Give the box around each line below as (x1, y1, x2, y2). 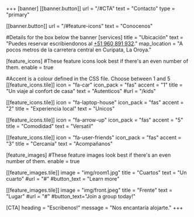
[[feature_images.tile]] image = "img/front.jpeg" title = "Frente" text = (6, 187, 173, 194)
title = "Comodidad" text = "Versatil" (6, 123, 93, 129)
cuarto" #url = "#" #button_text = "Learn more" (6, 175, 120, 182)
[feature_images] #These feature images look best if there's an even (6, 151, 171, 159)
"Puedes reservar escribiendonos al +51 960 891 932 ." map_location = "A (6, 40, 183, 47)
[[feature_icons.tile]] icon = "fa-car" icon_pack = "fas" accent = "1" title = (6, 81, 183, 88)
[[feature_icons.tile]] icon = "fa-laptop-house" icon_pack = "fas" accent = (6, 99, 184, 106)
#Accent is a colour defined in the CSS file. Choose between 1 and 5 (6, 75, 171, 82)
